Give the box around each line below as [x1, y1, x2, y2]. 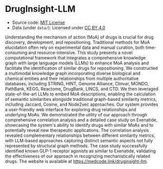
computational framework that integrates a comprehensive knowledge [5, 55, 146, 60]
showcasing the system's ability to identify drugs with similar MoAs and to [5, 122, 154, 128]
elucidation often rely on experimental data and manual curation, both [5, 44, 145, 50]
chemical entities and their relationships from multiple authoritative [5, 75, 139, 81]
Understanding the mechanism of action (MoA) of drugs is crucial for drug [5, 34, 154, 40]
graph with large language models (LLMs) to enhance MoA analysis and [5, 60, 149, 66]
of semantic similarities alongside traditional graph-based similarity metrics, [5, 96, 157, 102]
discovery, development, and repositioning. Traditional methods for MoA [5, 39, 150, 45]
